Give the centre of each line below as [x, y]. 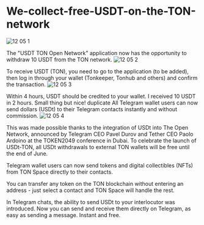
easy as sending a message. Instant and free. [64, 215]
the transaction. [26, 84]
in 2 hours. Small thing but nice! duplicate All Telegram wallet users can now [102, 103]
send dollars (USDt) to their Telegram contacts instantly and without [92, 109]
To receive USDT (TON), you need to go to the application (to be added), [98, 71]
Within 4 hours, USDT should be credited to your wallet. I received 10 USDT [101, 96]
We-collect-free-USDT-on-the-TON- [101, 11]
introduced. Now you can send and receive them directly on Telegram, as [99, 208]
